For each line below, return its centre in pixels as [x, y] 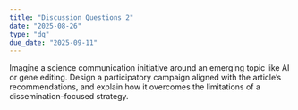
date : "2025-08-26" [46, 26]
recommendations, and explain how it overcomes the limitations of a [135, 87]
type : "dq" [30, 34]
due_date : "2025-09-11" [54, 42]
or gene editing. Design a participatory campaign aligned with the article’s [145, 78]
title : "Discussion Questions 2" [72, 17]
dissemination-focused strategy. [69, 97]
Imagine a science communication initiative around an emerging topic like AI [149, 68]
